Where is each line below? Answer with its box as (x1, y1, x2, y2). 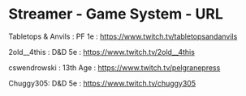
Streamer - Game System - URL (8, 5, 223, 23)
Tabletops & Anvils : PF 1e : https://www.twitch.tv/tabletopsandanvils (8, 31, 238, 41)
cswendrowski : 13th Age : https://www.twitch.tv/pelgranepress (8, 62, 221, 73)
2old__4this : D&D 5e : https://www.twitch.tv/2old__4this (8, 47, 195, 56)
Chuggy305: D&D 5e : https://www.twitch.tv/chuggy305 (8, 78, 196, 88)
